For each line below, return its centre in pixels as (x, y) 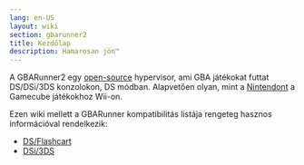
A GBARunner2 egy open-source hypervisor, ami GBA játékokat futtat (139, 77)
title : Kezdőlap (40, 43)
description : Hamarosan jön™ (64, 52)
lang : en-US (32, 18)
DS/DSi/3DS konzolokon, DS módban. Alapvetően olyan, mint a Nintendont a (152, 87)
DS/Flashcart (47, 141)
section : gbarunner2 (49, 34)
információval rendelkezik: (59, 124)
